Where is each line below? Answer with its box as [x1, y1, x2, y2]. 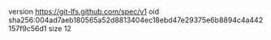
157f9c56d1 [8, 24, 47, 33]
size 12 [48, 24, 71, 33]
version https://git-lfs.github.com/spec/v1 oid [8, 7, 160, 16]
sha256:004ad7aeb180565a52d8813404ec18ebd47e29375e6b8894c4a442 [8, 15, 264, 25]
